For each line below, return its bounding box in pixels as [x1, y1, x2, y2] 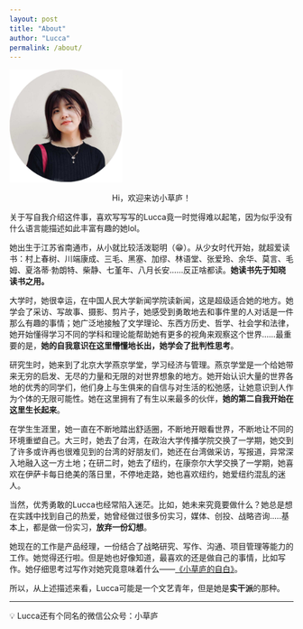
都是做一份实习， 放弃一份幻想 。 [32, 522, 151, 532]
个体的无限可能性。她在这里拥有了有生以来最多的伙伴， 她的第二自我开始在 [16, 393, 294, 403]
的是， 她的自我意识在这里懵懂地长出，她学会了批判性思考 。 [16, 339, 239, 351]
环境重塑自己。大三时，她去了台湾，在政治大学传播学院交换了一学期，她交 [9, 434, 286, 446]
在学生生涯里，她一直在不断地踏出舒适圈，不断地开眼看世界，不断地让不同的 [9, 423, 294, 434]
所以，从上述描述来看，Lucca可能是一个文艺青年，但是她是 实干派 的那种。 [9, 582, 286, 593]
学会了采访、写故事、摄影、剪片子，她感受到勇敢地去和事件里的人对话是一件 [9, 306, 294, 317]
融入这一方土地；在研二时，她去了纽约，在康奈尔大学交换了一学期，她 [24, 457, 286, 468]
